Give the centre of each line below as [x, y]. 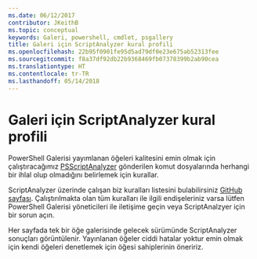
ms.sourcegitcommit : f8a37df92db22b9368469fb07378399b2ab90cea [114, 60]
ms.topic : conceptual [43, 30]
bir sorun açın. [31, 215]
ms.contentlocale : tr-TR [49, 74]
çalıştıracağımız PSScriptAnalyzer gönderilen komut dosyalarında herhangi [128, 166]
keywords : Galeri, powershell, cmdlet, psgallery [91, 37]
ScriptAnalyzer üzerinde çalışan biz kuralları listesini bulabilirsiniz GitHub [125, 190]
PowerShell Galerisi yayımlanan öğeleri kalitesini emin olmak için [112, 159]
